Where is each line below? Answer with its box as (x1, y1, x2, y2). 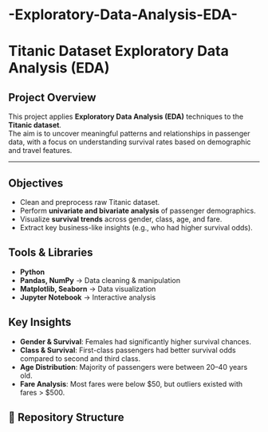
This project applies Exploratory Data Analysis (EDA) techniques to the (8, 112, 244, 121)
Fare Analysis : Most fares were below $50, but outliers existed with (19, 379, 243, 388)
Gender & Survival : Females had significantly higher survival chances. (19, 336, 251, 346)
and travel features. (8, 146, 73, 155)
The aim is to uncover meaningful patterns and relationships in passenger (8, 129, 250, 139)
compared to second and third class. (19, 353, 141, 363)
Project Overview (8, 90, 97, 104)
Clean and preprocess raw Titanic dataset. (19, 198, 160, 206)
